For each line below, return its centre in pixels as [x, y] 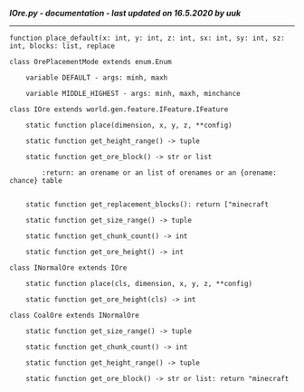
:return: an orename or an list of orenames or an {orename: [160, 173]
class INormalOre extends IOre [68, 268]
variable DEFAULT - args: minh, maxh [97, 78]
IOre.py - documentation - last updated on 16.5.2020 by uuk [125, 13]
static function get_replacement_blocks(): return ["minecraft [147, 205]
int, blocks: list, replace [62, 46]
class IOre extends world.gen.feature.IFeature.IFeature [119, 110]
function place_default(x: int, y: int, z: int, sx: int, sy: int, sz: [147, 38]
